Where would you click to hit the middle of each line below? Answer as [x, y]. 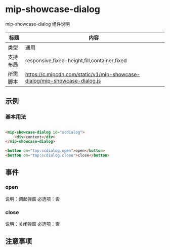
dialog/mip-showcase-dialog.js [63, 80]
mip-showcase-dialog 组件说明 [37, 24]
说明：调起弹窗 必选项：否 [32, 199]
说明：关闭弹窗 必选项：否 [32, 224]
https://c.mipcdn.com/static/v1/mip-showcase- [82, 74]
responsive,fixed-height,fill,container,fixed [76, 60]
